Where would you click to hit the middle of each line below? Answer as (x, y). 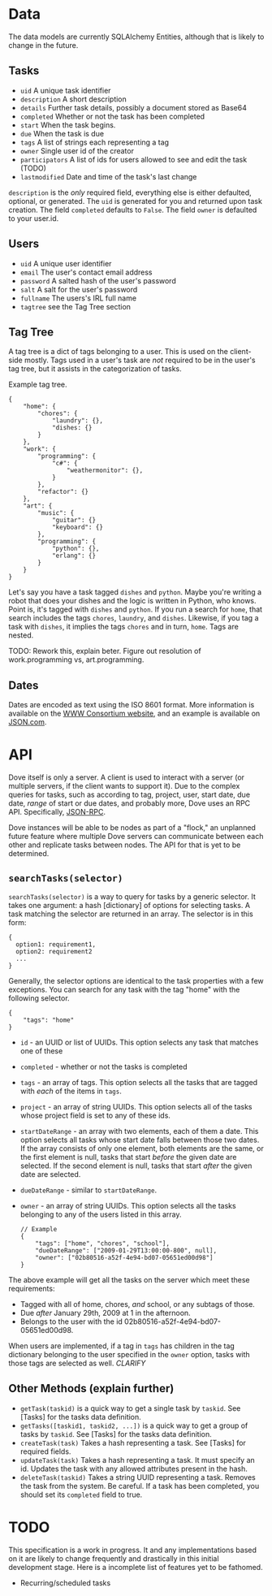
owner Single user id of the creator (77, 150)
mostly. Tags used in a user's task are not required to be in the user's (140, 360)
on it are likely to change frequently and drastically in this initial (114, 1558)
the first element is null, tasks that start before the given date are (128, 1157)
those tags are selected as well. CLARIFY (77, 1363)
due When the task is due (62, 133)
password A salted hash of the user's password (98, 280)
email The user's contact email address (86, 272)
